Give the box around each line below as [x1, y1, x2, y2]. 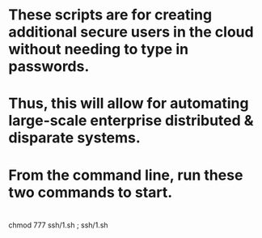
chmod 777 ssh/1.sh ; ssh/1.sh [8, 220, 108, 230]
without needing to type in [8, 40, 188, 58]
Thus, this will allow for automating [8, 95, 249, 113]
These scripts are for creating [8, 6, 213, 24]
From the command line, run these [8, 166, 243, 184]
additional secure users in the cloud [8, 23, 254, 41]
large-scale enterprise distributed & [8, 112, 254, 130]
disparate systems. [8, 129, 142, 147]
